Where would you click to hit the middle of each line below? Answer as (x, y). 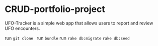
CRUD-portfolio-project (55, 9)
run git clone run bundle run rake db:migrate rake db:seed (67, 38)
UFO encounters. (22, 28)
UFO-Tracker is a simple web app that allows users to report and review (79, 23)
